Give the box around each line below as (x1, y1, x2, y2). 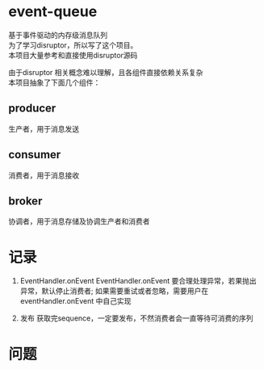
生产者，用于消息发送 (8, 124, 79, 133)
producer (8, 102, 57, 115)
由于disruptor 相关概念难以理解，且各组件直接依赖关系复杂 (8, 67, 203, 77)
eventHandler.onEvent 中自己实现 (19, 296, 132, 306)
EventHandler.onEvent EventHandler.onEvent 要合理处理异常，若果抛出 (19, 276, 257, 286)
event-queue (8, 2, 98, 21)
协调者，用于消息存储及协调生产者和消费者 (8, 216, 150, 226)
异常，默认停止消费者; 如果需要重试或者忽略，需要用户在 (19, 286, 208, 296)
